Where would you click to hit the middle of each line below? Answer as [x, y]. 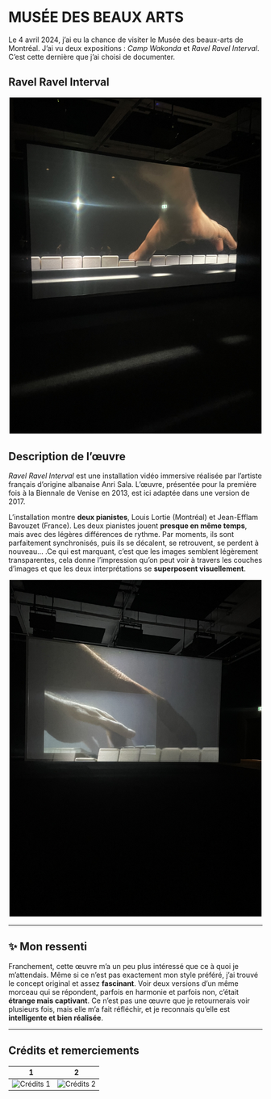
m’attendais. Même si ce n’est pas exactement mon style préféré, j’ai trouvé [133, 975]
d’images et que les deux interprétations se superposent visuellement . [127, 568]
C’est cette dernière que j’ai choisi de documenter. [92, 57]
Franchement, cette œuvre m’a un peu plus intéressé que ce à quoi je [124, 966]
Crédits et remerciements [74, 1051]
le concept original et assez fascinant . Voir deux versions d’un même [124, 983]
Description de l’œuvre [67, 456]
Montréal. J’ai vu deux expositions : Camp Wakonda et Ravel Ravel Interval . [134, 48]
